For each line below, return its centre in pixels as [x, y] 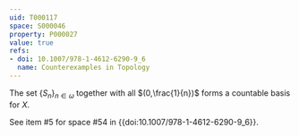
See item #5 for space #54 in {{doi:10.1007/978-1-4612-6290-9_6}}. [134, 122]
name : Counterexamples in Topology [84, 68]
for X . [19, 105]
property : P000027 [43, 34]
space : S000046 [38, 26]
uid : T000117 [34, 17]
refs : [19, 51]
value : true [31, 42]
